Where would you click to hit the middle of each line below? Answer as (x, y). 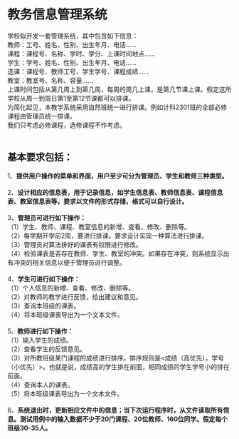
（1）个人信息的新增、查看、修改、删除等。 (71, 288)
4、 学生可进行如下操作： (44, 278)
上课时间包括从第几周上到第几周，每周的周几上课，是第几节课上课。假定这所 (119, 89)
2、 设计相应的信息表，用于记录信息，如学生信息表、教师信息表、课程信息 (115, 192)
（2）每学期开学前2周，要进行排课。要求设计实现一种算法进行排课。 (108, 236)
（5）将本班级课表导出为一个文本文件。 (65, 393)
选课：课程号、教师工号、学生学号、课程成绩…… (78, 71)
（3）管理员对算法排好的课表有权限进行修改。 (75, 244)
